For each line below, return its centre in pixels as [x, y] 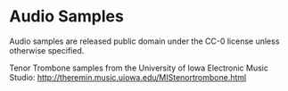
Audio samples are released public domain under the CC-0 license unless [144, 41]
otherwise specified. [47, 50]
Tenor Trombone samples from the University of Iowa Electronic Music [139, 68]
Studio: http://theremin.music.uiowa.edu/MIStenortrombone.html [128, 77]
